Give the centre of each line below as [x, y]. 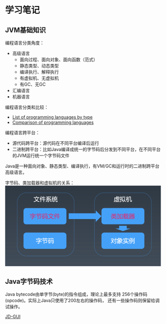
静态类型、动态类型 [39, 66]
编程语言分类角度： [25, 43]
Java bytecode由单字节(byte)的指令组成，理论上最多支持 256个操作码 [76, 294]
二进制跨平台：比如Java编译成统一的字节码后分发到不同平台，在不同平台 [86, 149]
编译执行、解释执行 [39, 72]
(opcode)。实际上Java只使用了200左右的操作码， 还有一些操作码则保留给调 [82, 301]
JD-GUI [13, 317]
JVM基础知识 [25, 30]
